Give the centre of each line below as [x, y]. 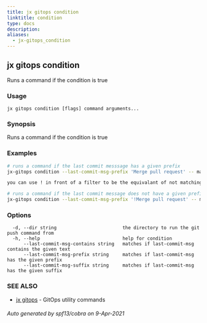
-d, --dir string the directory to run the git [106, 228]
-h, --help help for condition [92, 239]
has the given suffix [35, 271]
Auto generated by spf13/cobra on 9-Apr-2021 [66, 314]
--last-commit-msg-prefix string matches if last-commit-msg [108, 255]
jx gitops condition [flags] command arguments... [73, 109]
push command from [30, 234]
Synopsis [21, 124]
